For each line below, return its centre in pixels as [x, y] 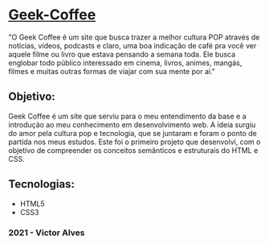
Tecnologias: [41, 184]
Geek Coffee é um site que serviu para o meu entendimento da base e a [127, 116]
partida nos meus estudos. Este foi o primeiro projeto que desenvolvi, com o [134, 142]
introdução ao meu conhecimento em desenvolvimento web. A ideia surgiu [132, 124]
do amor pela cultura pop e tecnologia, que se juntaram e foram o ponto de [132, 133]
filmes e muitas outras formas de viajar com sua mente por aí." [112, 71]
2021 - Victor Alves [47, 233]
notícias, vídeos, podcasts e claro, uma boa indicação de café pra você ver [132, 45]
